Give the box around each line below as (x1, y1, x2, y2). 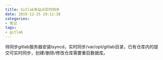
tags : (5, 25, 16, 30)
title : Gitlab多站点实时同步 (5, 7, 60, 12)
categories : (5, 16, 30, 21)
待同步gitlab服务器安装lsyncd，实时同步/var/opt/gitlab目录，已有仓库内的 (5, 44, 154, 49)
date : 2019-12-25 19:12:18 (5, 12, 61, 17)
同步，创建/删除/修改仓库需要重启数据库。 (22, 50, 108, 56)
